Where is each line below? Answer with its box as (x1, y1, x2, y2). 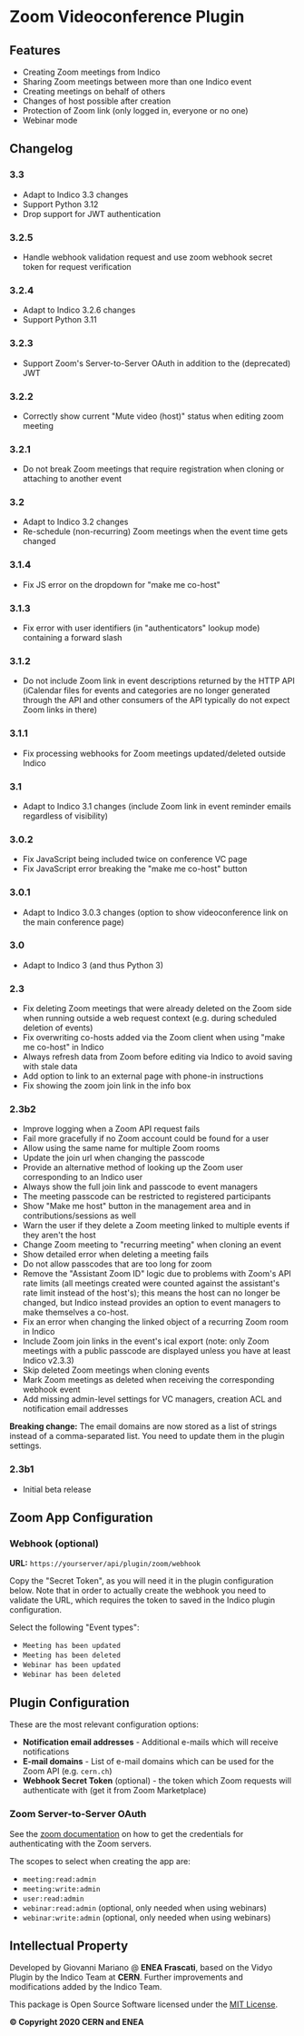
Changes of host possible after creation (22, 95, 172, 106)
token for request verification (22, 261, 132, 272)
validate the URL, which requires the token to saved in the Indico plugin (9, 1594, 275, 1605)
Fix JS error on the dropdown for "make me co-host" (22, 579, 221, 590)
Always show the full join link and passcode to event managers (22, 1181, 259, 1192)
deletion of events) (22, 1022, 93, 1033)
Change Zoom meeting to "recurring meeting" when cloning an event (22, 1239, 281, 1250)
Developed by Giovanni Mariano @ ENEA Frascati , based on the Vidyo (9, 1962, 273, 1973)
